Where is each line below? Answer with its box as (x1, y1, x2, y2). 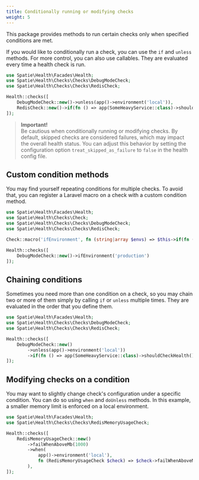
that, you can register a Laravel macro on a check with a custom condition (6, 192, 187, 199)
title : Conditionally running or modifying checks (6, 8, 134, 15)
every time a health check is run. (6, 60, 86, 68)
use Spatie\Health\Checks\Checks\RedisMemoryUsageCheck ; (6, 420, 150, 426)
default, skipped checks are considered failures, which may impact (20, 134, 185, 141)
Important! (20, 121, 48, 128)
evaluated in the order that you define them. (6, 303, 114, 310)
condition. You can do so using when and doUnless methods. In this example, (6, 397, 191, 404)
